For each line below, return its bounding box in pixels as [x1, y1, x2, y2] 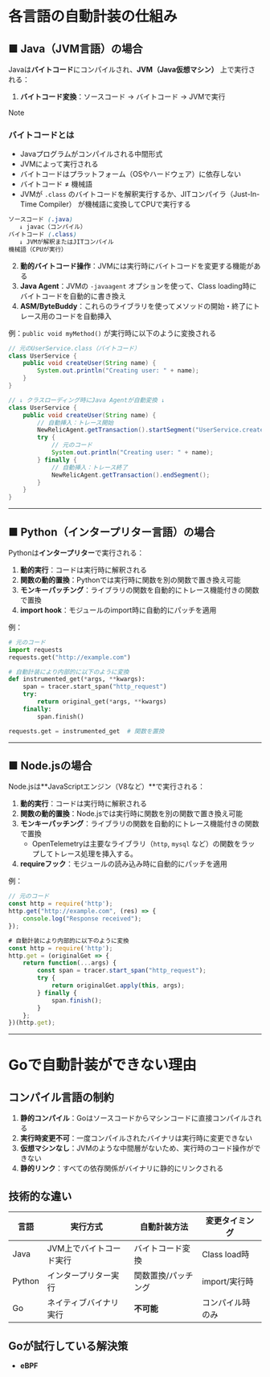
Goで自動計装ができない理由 [8, 1056, 197, 1074]
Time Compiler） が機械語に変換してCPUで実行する [19, 199, 191, 209]
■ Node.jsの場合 [8, 759, 92, 773]
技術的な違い [8, 1189, 72, 1203]
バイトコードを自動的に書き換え [19, 291, 126, 301]
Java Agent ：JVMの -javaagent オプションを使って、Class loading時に [19, 281, 257, 290]
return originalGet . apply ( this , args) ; [51, 982, 185, 990]
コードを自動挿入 [55, 311, 112, 321]
